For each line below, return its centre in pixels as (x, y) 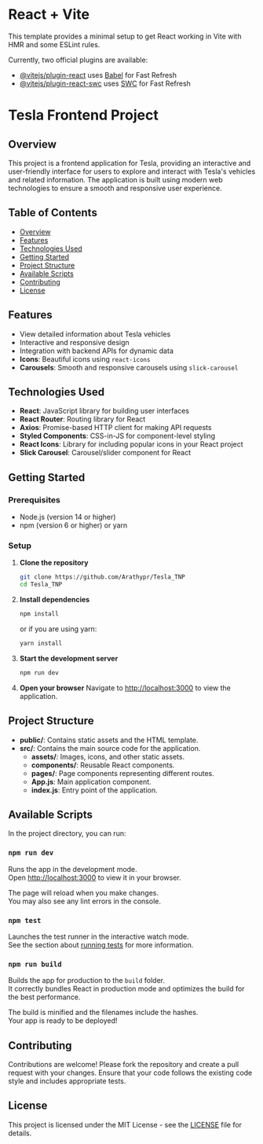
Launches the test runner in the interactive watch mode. (99, 936)
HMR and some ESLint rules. (54, 44)
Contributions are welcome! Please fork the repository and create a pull (124, 1065)
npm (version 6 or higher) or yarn (73, 525)
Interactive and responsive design (74, 342)
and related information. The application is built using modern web (115, 179)
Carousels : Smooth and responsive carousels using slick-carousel (129, 367)
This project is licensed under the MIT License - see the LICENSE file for (125, 1124)
